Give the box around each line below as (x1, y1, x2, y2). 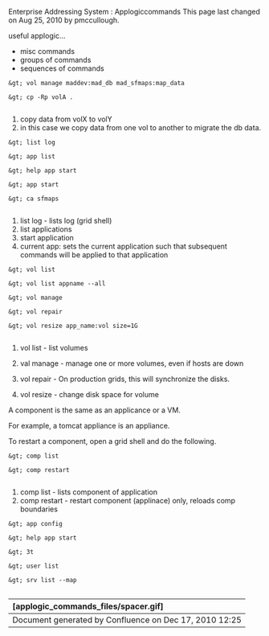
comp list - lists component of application (19, 487, 158, 497)
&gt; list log (8, 138, 56, 146)
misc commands (19, 47, 75, 55)
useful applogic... (8, 31, 66, 40)
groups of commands (19, 55, 92, 64)
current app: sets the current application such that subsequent (19, 241, 227, 251)
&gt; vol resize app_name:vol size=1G (8, 322, 138, 330)
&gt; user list (8, 562, 59, 570)
